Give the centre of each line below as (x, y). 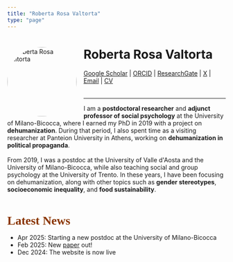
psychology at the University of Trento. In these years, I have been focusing (115, 175)
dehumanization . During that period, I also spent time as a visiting (102, 131)
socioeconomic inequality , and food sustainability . (82, 190)
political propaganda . (39, 146)
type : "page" (26, 20)
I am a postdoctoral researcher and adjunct (147, 109)
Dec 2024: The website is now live (67, 252)
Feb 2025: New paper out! (55, 245)
